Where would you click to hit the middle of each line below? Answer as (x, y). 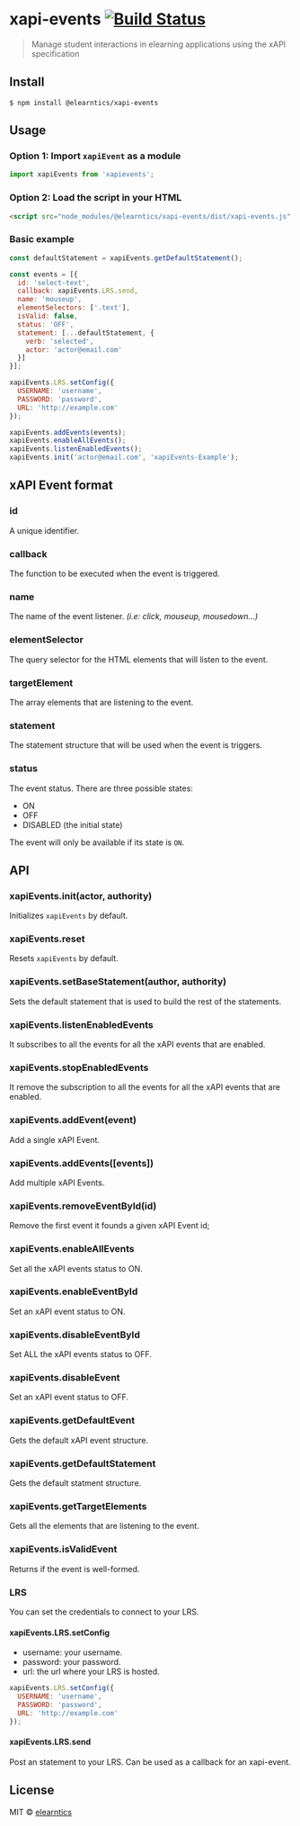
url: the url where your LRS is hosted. (91, 1672)
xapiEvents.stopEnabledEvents (79, 1068)
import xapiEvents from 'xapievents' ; (82, 175)
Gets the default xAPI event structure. (79, 1440)
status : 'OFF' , (46, 324)
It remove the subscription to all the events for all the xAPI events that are (145, 1087)
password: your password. (71, 1662)
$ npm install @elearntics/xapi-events (84, 103)
